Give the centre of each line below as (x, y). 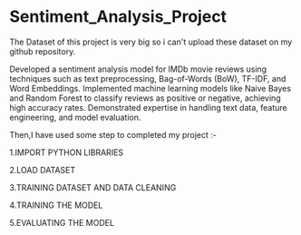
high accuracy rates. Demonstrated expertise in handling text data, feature (148, 107)
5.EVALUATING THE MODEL (62, 222)
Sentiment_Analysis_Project (118, 17)
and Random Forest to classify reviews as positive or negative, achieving (145, 98)
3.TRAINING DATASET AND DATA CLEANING (93, 187)
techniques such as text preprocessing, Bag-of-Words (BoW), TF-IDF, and (148, 78)
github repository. (43, 51)
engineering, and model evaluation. (75, 117)
